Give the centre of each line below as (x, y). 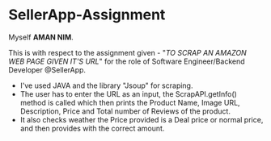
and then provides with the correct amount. (92, 128)
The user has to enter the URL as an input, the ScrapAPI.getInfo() (128, 93)
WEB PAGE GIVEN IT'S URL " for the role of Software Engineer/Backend (127, 61)
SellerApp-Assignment (87, 15)
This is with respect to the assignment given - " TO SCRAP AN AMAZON (127, 52)
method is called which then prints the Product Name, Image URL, (130, 102)
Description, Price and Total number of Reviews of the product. (125, 111)
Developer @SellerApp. (47, 69)
